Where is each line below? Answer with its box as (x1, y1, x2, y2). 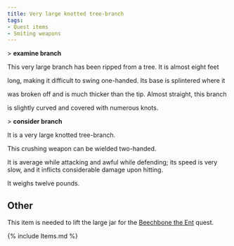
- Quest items (7, 23, 49, 30)
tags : (7, 17, 23, 24)
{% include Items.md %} (7, 232, 79, 240)
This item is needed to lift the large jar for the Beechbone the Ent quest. (7, 219, 214, 227)
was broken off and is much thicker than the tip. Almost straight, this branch (7, 90, 227, 98)
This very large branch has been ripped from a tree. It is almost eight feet (7, 63, 219, 71)
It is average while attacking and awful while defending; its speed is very (7, 158, 218, 167)
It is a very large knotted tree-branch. (7, 131, 116, 139)
